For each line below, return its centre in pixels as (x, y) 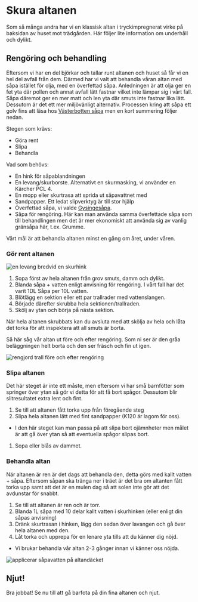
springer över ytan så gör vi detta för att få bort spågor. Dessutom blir (92, 392)
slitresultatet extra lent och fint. (44, 399)
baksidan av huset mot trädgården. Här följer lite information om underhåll (97, 33)
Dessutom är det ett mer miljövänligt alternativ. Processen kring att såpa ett (99, 104)
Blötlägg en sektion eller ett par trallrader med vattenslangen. (90, 297)
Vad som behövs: (27, 164)
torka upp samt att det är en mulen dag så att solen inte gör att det (88, 487)
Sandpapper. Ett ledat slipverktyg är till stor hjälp (74, 201)
